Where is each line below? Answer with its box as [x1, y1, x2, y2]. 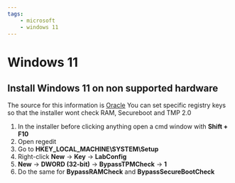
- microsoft [20, 17, 55, 24]
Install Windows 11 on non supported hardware [7, 82, 219, 94]
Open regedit [17, 138, 57, 146]
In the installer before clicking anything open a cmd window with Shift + [17, 122, 229, 131]
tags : [7, 10, 23, 18]
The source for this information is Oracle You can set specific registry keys [7, 101, 226, 110]
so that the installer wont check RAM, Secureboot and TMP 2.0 [7, 109, 192, 117]
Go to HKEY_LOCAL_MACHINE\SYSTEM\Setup [17, 145, 159, 153]
